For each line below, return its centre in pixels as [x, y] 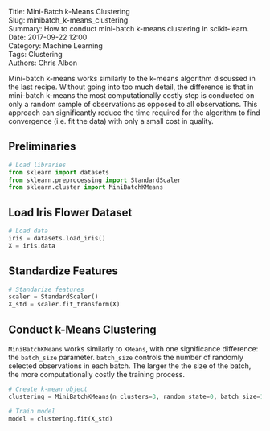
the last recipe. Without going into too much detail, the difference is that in [131, 87]
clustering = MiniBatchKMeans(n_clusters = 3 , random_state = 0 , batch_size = [135, 396]
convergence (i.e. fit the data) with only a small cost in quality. [111, 121]
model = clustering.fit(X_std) [61, 419]
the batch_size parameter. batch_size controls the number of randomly [126, 357]
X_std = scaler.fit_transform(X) [64, 305]
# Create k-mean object [48, 389]
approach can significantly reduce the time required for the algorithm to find [134, 113]
